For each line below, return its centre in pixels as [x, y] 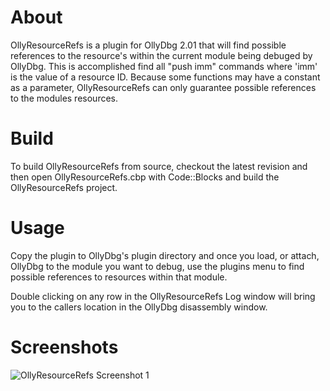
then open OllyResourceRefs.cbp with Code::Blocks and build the [145, 177]
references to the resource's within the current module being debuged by [161, 55]
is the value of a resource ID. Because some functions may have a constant [165, 77]
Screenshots [64, 347]
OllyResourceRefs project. [64, 187]
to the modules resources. [64, 98]
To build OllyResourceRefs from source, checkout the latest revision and [159, 166]
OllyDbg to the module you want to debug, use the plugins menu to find [157, 266]
